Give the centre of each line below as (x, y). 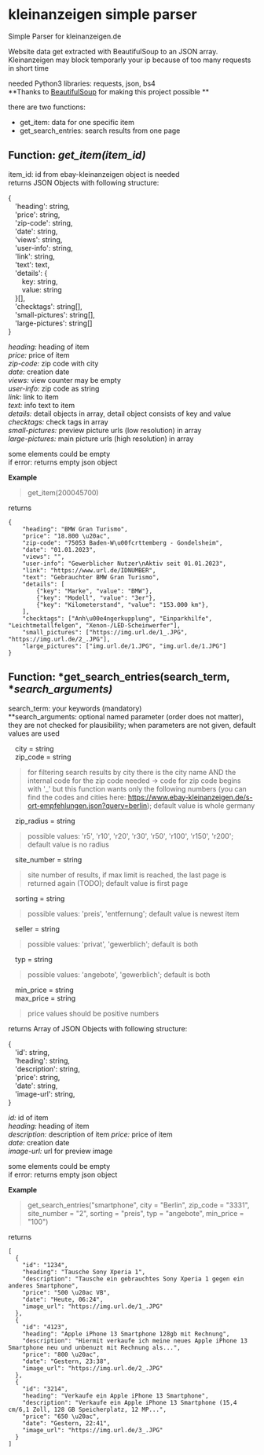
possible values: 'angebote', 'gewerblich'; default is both (119, 974)
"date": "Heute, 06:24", (63, 1299)
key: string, (40, 281)
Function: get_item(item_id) (77, 155)
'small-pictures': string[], (55, 314)
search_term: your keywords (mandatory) (75, 708)
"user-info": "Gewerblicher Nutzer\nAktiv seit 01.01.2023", (124, 564)
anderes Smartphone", (44, 1286)
